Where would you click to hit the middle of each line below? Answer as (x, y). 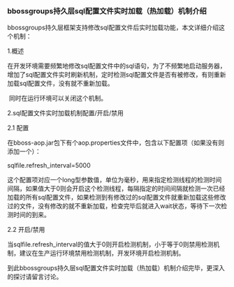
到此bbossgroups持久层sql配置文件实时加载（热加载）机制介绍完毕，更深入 (116, 268)
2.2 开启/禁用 (26, 230)
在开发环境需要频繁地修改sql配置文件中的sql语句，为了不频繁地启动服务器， (117, 66)
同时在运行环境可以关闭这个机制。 (58, 98)
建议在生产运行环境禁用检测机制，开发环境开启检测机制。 (102, 253)
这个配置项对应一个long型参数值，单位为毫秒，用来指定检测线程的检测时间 (115, 180)
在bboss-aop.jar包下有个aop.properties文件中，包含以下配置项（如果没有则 (116, 143)
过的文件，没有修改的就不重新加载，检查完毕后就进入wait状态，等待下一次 (114, 206)
